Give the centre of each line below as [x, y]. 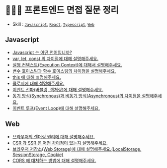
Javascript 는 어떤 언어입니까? [42, 52]
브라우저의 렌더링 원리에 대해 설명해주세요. [54, 136]
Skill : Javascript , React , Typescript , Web [53, 24]
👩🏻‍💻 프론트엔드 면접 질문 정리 [62, 10]
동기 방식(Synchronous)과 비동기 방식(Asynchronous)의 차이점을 [76, 96]
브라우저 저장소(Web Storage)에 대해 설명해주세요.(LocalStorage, [77, 149]
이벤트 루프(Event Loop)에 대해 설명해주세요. [56, 108]
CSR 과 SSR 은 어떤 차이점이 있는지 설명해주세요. [60, 143]
